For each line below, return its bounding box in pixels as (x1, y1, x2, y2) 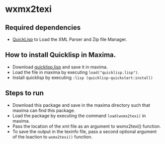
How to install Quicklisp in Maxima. (5, 51, 116, 59)
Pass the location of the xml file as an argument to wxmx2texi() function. (12, 123, 161, 129)
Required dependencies (5, 23, 81, 32)
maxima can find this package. (12, 107, 76, 113)
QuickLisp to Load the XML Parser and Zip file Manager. (12, 36, 127, 42)
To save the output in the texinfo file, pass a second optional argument (12, 128, 157, 135)
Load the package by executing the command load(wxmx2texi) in (12, 113, 146, 119)
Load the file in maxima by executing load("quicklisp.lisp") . (12, 69, 139, 75)
